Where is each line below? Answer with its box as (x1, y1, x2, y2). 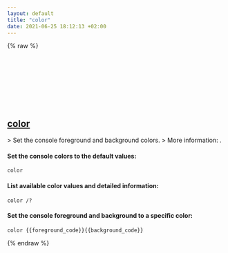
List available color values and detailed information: (7, 181, 159, 190)
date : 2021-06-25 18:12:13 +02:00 (7, 23, 107, 30)
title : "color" (7, 17, 51, 23)
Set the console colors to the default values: (7, 152, 137, 160)
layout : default (7, 10, 54, 17)
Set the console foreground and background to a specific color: (7, 212, 193, 220)
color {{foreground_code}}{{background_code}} (7, 227, 144, 234)
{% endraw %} (7, 239, 50, 247)
